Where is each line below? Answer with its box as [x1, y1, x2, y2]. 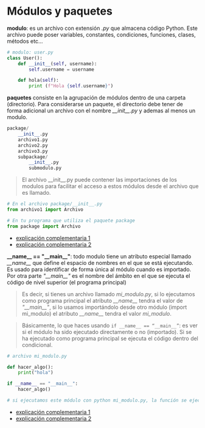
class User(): [7, 55, 43, 61]
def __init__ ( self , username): [18, 60, 97, 67]
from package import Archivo [7, 223, 81, 230]
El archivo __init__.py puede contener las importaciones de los [21, 176, 177, 184]
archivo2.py [18, 142, 48, 148]
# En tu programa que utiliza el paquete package [7, 217, 136, 223]
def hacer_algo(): [7, 364, 54, 370]
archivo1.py [18, 136, 48, 143]
